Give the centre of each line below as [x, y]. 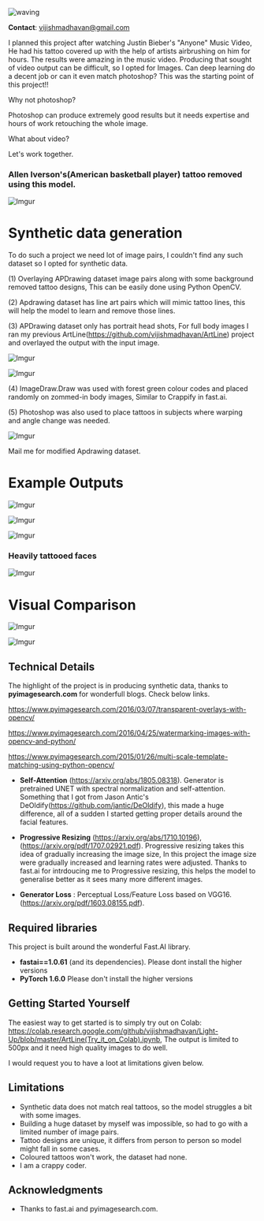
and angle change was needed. [59, 421]
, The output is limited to [199, 1039]
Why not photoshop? [42, 100]
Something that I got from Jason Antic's [84, 797]
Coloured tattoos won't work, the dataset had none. [103, 1157]
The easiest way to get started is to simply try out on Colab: [105, 1022]
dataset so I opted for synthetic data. [68, 263]
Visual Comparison [72, 605]
